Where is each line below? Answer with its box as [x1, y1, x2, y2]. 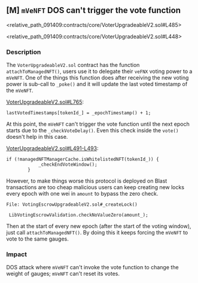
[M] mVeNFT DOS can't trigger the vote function [6, 5, 181, 16]
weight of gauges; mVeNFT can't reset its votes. [6, 270, 120, 278]
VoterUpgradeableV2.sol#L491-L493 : [6, 145, 99, 152]
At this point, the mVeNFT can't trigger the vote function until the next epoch [6, 120, 190, 128]
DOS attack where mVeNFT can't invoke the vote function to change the [6, 264, 179, 271]
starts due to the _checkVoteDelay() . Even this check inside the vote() [6, 127, 179, 134]
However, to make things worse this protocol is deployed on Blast [6, 177, 167, 185]
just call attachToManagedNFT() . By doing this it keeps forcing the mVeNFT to [6, 229, 188, 236]
